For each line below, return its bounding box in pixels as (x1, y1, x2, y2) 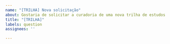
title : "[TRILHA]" (5, 17, 44, 22)
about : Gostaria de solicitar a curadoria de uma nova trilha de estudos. (5, 12, 168, 17)
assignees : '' (5, 27, 36, 32)
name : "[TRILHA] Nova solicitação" (5, 7, 81, 13)
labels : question (5, 21, 42, 27)
